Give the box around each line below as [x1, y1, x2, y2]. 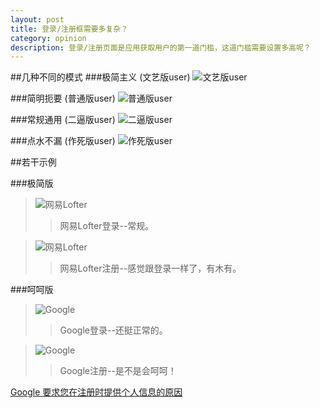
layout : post [10, 14, 65, 25]
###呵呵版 [10, 284, 54, 296]
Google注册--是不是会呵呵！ [59, 365, 177, 377]
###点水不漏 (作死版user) [10, 135, 116, 147]
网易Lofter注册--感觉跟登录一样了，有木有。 [59, 262, 242, 275]
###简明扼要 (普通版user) [10, 92, 116, 105]
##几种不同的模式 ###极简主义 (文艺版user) [10, 71, 191, 83]
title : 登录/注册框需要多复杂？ [10, 24, 129, 34]
